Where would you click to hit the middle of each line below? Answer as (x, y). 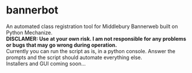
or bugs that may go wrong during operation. (62, 45)
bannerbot (32, 10)
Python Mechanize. (29, 32)
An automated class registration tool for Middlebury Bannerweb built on (92, 26)
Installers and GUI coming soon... (46, 63)
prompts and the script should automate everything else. (74, 57)
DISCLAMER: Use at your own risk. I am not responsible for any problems (96, 39)
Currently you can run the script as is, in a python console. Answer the (91, 51)
